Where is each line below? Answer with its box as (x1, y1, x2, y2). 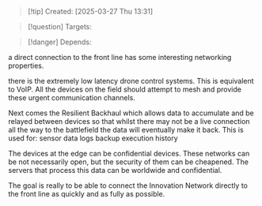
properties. (8, 61, 44, 70)
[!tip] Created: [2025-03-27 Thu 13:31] (27, 7, 154, 16)
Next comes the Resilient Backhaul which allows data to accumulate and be (8, 108, 255, 118)
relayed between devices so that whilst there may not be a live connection (8, 117, 251, 125)
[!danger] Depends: (27, 37, 92, 47)
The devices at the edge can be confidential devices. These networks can (8, 149, 250, 158)
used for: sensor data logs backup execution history (8, 133, 178, 143)
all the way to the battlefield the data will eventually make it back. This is (8, 125, 244, 134)
